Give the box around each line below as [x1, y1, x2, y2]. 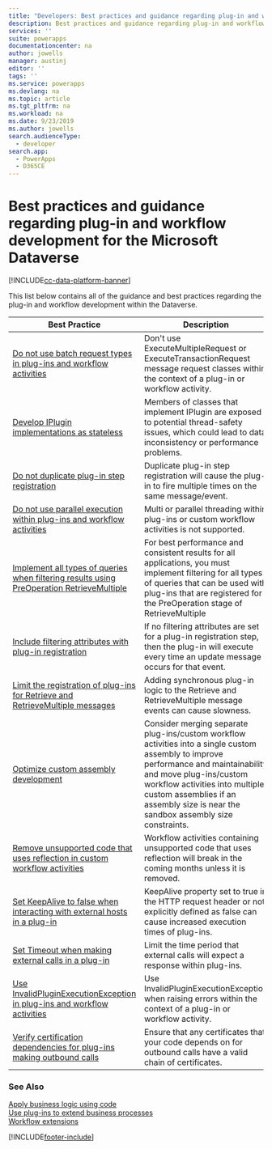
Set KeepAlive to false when [12, 896, 119, 907]
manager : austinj [8, 57, 67, 66]
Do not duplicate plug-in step [12, 470, 125, 481]
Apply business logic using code [8, 1100, 117, 1109]
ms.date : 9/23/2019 [8, 117, 74, 125]
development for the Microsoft [8, 231, 219, 250]
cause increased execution [144, 916, 247, 927]
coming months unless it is [144, 863, 245, 874]
